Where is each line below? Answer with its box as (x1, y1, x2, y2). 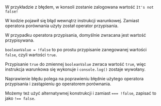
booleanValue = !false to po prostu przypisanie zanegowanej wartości (5, 47, 147, 52)
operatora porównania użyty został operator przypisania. (5, 23, 119, 29)
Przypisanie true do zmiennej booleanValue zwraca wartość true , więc (5, 61, 146, 67)
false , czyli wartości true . (5, 52, 57, 58)
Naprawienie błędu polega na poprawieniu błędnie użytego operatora (5, 76, 144, 81)
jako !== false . (5, 95, 35, 101)
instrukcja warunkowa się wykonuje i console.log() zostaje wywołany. (5, 66, 145, 72)
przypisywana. (5, 37, 35, 43)
